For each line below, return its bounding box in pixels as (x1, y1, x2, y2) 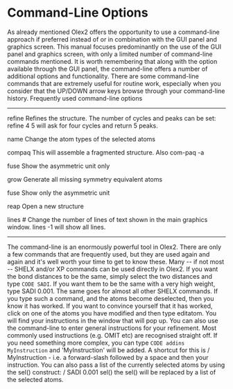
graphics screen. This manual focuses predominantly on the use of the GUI (7, 42, 222, 51)
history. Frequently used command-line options (7, 94, 143, 102)
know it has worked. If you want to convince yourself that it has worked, (7, 302, 213, 310)
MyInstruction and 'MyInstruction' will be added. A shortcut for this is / (7, 345, 210, 354)
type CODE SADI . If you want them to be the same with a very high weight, (7, 279, 216, 288)
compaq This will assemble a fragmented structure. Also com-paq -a (7, 148, 205, 157)
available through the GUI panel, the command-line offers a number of (7, 64, 208, 73)
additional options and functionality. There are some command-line (7, 71, 199, 80)
